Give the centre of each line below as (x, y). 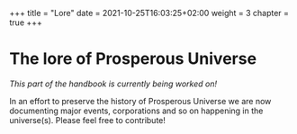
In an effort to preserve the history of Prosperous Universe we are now (140, 101)
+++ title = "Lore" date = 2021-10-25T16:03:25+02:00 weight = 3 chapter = (149, 13)
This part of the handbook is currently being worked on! (113, 84)
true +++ (26, 22)
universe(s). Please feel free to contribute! (88, 120)
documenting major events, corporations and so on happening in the (136, 111)
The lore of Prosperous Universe (133, 59)
